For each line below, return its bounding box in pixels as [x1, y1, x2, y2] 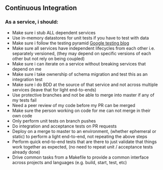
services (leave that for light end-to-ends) [12, 86, 96, 92]
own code [12, 112, 33, 119]
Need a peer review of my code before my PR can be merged [12, 102, 135, 108]
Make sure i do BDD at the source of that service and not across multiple [12, 82, 158, 87]
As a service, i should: [5, 19, 58, 25]
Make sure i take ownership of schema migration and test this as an [12, 71, 148, 77]
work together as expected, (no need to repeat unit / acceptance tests [12, 144, 153, 149]
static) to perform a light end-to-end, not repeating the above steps [12, 133, 147, 139]
